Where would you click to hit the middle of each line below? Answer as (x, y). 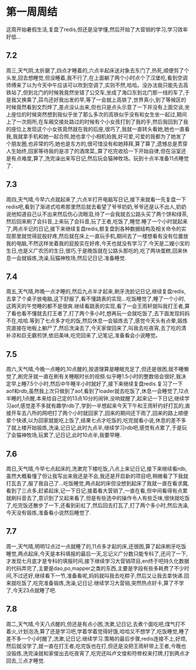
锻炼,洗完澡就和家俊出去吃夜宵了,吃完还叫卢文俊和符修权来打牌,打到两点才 (100, 653)
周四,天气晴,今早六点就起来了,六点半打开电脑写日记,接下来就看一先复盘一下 (96, 199)
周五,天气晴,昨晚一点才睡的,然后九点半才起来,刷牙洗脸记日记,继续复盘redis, (96, 291)
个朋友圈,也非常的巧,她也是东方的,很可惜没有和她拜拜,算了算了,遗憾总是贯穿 (97, 144)
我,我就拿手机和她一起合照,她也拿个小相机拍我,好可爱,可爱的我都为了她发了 (96, 136)
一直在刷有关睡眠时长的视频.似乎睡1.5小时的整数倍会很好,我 (110, 376)
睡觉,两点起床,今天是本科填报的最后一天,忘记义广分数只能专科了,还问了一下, (97, 553)
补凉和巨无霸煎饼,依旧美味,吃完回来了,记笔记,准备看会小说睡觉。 (83, 335)
